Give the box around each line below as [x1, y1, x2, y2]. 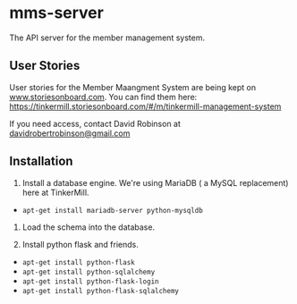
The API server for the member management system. [9, 32, 206, 43]
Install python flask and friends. [21, 239, 139, 249]
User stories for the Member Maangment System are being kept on [9, 81, 257, 92]
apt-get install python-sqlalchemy [21, 267, 156, 276]
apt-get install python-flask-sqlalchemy [21, 286, 179, 295]
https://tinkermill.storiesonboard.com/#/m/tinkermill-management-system [9, 101, 282, 112]
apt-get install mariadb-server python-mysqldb [21, 206, 203, 215]
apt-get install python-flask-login [21, 276, 159, 286]
